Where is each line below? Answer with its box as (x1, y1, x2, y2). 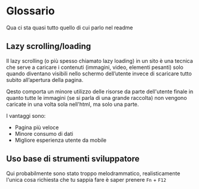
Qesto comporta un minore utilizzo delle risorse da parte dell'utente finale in (6, 88, 194, 95)
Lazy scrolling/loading (6, 41, 91, 51)
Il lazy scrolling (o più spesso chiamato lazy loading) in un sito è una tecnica (6, 57, 193, 64)
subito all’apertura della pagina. (6, 76, 84, 83)
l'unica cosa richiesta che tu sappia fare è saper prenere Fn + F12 (6, 176, 166, 183)
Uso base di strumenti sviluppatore (6, 154, 140, 164)
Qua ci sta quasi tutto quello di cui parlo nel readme (6, 24, 133, 31)
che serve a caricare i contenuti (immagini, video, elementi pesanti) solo (6, 63, 183, 71)
